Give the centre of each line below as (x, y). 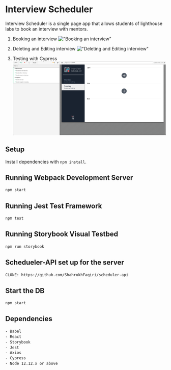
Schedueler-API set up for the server (65, 263)
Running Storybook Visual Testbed (62, 234)
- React (13, 337)
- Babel (13, 331)
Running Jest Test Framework (54, 206)
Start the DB (25, 291)
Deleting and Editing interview (44, 48)
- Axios (13, 353)
